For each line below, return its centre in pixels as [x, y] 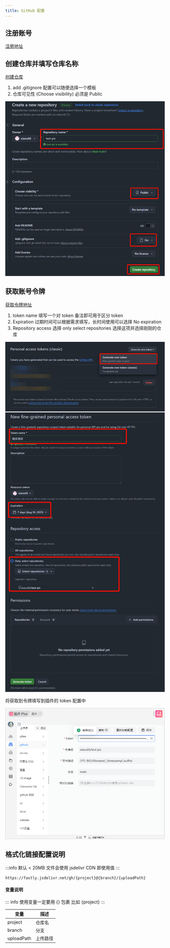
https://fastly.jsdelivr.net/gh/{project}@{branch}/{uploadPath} [75, 878]
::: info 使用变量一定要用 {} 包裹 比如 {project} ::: [55, 902]
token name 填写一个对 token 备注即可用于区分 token [68, 315]
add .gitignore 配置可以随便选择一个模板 [54, 88]
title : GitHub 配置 [25, 11]
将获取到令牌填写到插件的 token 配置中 [46, 701]
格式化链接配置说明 [35, 855]
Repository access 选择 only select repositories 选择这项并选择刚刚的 [84, 328]
